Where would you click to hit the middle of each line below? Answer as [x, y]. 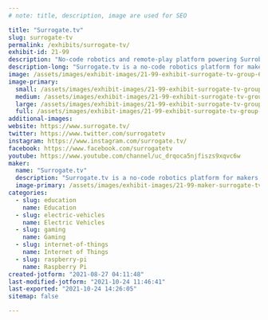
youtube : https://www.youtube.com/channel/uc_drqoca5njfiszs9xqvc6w [124, 156]
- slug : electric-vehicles [60, 215]
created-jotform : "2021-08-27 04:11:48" [77, 274]
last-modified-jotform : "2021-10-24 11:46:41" [87, 282]
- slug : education [46, 200]
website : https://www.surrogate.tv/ [69, 127]
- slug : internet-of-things [62, 245]
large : [26, 104]
